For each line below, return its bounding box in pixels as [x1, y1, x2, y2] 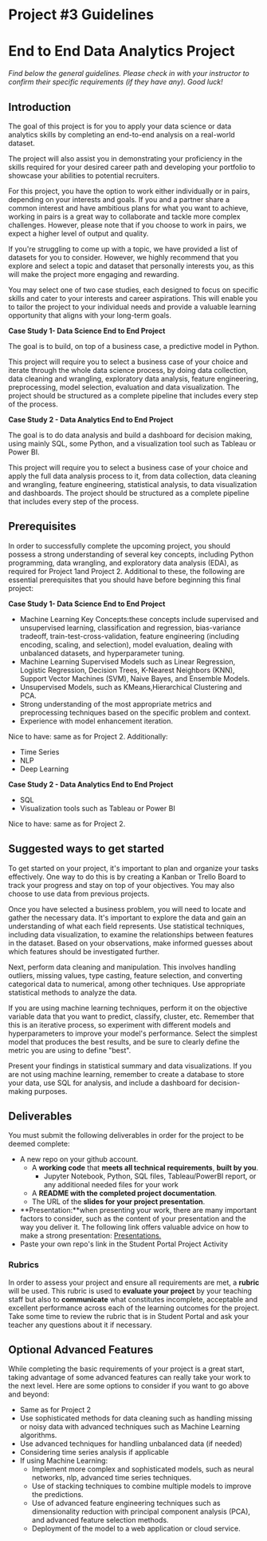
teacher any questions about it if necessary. [8, 1320, 153, 1329]
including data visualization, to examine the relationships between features [8, 929, 253, 939]
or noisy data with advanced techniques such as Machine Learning [19, 1422, 241, 1432]
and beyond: [8, 1389, 49, 1399]
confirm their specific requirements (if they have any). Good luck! [8, 77, 223, 87]
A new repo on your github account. [19, 1155, 139, 1164]
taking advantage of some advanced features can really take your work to [8, 1373, 251, 1382]
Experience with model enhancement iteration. [19, 716, 174, 726]
